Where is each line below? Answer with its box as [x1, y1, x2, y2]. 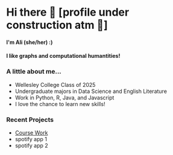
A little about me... [6, 68, 61, 76]
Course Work [14, 129, 48, 136]
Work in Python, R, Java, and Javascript [14, 93, 115, 101]
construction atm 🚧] [6, 18, 109, 32]
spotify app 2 [14, 142, 48, 149]
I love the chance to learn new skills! [14, 100, 105, 107]
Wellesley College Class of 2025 [14, 81, 96, 88]
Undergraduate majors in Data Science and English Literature [14, 87, 168, 95]
